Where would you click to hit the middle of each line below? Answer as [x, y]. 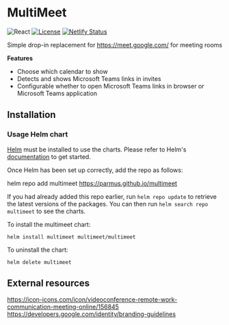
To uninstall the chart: [38, 250]
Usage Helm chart [38, 134]
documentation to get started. [49, 156]
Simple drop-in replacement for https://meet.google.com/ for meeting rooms [115, 45]
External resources [49, 284]
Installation [31, 115]
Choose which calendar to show [62, 71]
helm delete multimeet [39, 262]
